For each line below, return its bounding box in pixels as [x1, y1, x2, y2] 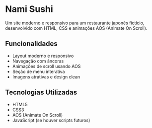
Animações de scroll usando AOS [12, 63, 81, 69]
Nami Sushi [5, 3, 53, 15]
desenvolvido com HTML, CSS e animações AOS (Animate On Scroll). [5, 25, 148, 31]
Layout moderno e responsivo [12, 53, 74, 59]
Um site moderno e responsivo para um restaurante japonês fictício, [5, 20, 145, 26]
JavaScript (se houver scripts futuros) [12, 117, 90, 123]
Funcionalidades [5, 40, 58, 48]
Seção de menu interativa [12, 68, 65, 74]
